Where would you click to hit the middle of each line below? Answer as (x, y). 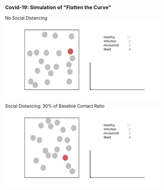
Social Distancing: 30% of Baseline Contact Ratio (55, 106)
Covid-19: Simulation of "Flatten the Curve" (58, 7)
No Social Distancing (26, 18)
